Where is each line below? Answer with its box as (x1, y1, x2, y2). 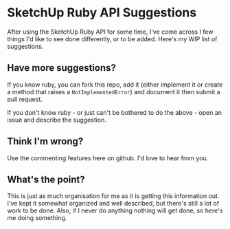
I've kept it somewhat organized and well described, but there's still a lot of (7, 199, 220, 208)
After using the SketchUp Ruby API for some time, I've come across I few (7, 28, 214, 36)
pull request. (7, 95, 43, 103)
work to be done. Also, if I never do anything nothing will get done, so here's (7, 206, 223, 215)
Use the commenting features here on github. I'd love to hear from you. (7, 153, 209, 162)
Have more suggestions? (7, 62, 117, 74)
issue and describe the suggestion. (7, 116, 106, 124)
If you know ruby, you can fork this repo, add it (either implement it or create (7, 80, 223, 89)
